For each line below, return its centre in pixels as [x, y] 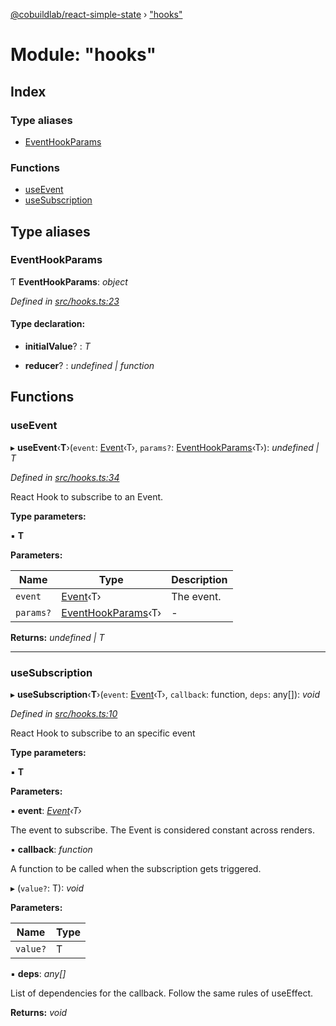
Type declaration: [48, 324]
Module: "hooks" [83, 55]
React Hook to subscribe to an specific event [103, 733]
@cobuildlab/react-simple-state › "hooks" [96, 14]
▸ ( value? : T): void [47, 888]
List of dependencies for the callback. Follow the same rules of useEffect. [162, 993]
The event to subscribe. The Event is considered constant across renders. [162, 830]
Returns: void [39, 1013]
